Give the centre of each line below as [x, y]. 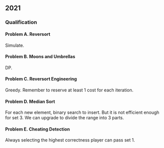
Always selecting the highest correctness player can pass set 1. [70, 140]
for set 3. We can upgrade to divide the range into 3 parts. [65, 118]
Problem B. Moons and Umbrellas [40, 57]
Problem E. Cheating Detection [38, 129]
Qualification [21, 22]
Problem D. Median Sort [30, 101]
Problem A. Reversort [28, 34]
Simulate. [15, 45]
